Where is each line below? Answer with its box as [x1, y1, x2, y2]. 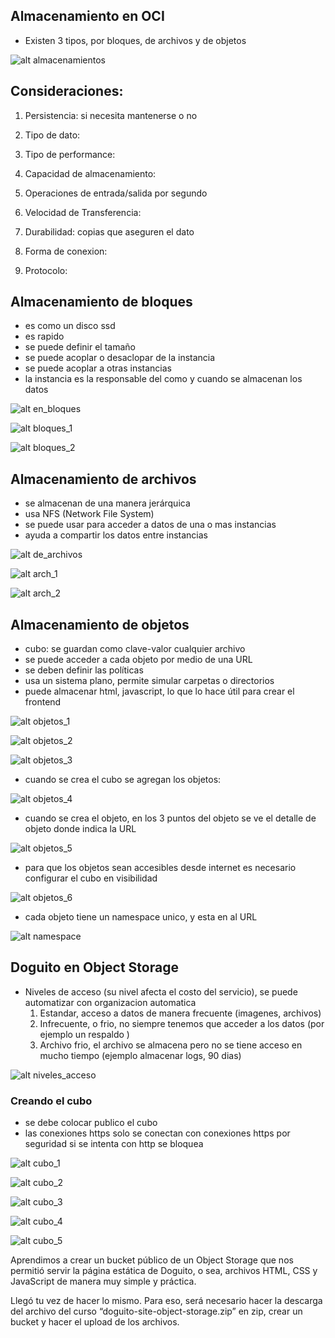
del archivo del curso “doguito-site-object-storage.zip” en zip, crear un [10, 1305, 303, 1318]
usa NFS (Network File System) [24, 508, 155, 520]
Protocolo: [24, 264, 68, 276]
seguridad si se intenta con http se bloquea [24, 1138, 204, 1150]
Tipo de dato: [24, 129, 81, 141]
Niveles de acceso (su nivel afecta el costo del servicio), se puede [24, 985, 298, 998]
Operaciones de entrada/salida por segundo [24, 187, 208, 199]
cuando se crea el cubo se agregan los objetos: [24, 774, 222, 786]
